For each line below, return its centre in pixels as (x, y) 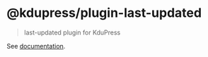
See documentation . (36, 46)
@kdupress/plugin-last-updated (104, 13)
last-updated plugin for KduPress (72, 32)
